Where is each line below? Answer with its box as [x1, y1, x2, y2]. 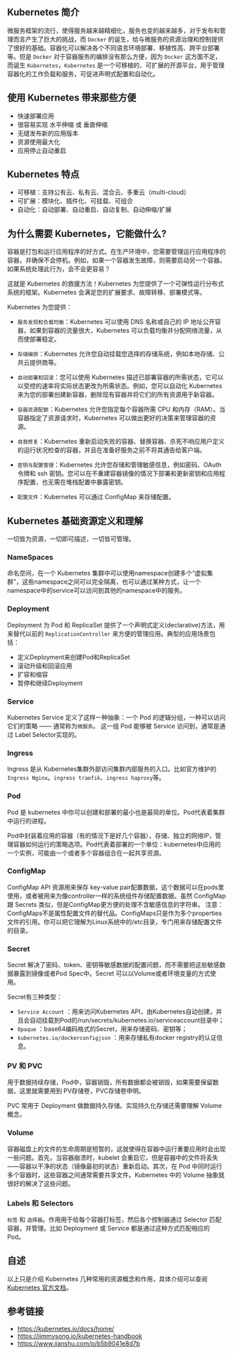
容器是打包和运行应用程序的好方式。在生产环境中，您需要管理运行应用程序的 [7, 248, 226, 256]
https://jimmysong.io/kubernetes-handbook [17, 1332, 142, 1340]
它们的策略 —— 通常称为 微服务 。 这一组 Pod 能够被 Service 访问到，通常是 [7, 722, 220, 730]
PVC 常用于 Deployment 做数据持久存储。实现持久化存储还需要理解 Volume [7, 1102, 223, 1110]
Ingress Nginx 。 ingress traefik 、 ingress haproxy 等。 [7, 774, 165, 782]
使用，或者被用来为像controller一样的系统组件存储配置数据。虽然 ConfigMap [7, 892, 226, 900]
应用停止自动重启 [17, 146, 67, 155]
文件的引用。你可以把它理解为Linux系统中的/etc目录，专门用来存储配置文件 [7, 917, 223, 926]
